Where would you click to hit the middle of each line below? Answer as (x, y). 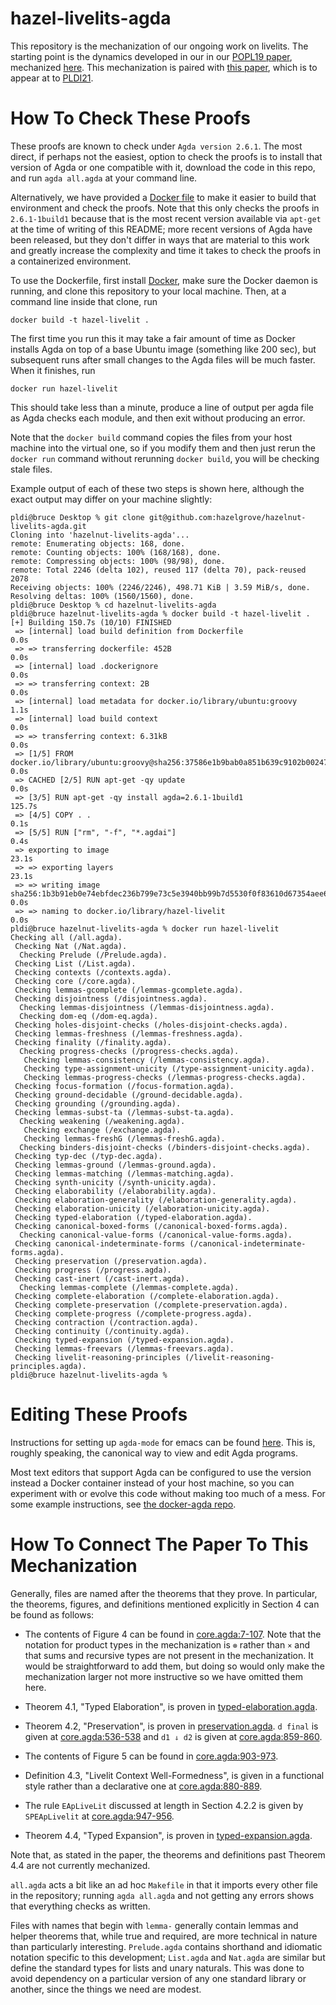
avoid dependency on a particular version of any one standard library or (158, 1978)
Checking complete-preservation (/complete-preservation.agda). (151, 1305)
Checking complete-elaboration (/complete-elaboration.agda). (147, 1296)
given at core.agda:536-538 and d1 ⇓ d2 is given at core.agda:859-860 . (173, 1736)
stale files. (31, 469)
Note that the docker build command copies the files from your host (151, 437)
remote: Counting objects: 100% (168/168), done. (116, 552)
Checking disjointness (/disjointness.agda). (111, 998)
